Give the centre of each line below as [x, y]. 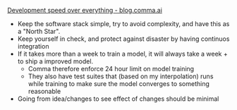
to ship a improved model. [55, 61]
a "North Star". [39, 31]
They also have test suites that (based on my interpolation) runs [121, 76]
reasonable [44, 91]
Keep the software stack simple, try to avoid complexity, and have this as [123, 24]
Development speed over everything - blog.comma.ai [85, 10]
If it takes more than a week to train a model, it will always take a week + [122, 54]
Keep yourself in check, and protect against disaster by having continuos [123, 39]
